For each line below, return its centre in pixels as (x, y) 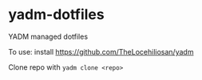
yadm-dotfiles (57, 15)
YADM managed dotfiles (48, 36)
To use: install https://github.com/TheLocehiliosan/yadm (101, 51)
